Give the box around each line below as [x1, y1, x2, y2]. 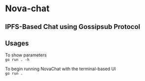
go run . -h [5, 57, 29, 62]
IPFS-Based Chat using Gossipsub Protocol [5, 23, 141, 31]
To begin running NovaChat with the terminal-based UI [5, 66, 116, 72]
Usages [5, 39, 29, 47]
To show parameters [5, 52, 47, 58]
